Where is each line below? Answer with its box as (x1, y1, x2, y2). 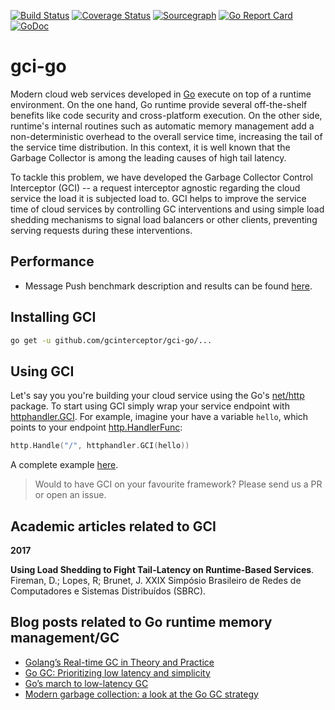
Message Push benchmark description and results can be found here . (24, 280, 313, 292)
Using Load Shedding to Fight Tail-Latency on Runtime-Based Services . (10, 563, 315, 575)
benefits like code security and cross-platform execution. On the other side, (10, 109, 323, 121)
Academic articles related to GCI (10, 518, 217, 535)
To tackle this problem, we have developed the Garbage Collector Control (10, 171, 313, 183)
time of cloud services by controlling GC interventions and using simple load (10, 203, 325, 215)
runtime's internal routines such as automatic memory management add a (10, 120, 315, 132)
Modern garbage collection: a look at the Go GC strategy (24, 688, 259, 700)
